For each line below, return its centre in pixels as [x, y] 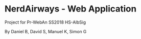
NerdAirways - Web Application [70, 9]
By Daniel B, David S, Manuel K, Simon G [46, 31]
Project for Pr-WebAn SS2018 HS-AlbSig [45, 22]
